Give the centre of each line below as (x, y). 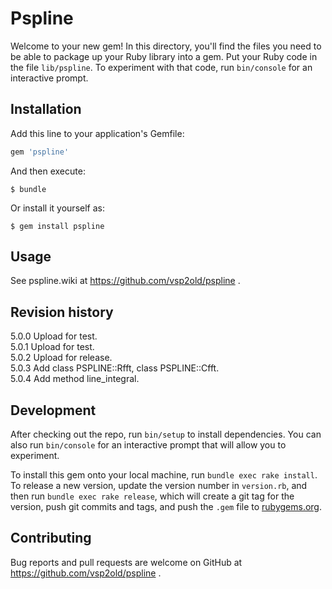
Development (53, 410)
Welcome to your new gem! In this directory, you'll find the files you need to (166, 46)
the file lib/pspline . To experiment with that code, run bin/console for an (161, 67)
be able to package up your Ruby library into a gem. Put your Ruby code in (164, 56)
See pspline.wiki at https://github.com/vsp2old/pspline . (125, 281)
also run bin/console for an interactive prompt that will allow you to (148, 445)
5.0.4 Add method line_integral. (75, 379)
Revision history (62, 312)
